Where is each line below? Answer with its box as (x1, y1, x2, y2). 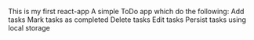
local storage (8, 24, 51, 32)
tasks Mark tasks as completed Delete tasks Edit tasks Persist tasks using (8, 15, 247, 24)
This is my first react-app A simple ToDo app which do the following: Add (8, 7, 245, 16)
